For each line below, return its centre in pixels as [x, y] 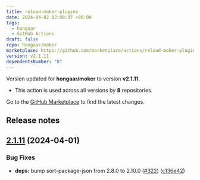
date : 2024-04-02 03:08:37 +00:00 [49, 17]
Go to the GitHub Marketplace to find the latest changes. [75, 101]
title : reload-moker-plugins [42, 12]
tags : [13, 23]
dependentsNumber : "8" [34, 61]
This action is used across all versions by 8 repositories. [84, 90]
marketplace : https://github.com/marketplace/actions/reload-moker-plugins [102, 51]
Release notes [33, 120]
